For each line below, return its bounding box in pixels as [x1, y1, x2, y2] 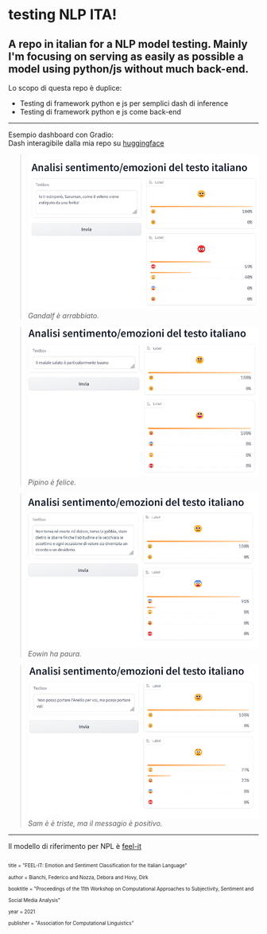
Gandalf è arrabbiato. [27, 310, 99, 320]
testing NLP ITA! [8, 6, 118, 24]
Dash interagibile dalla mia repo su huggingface [8, 138, 164, 148]
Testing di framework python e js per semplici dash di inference [19, 99, 229, 108]
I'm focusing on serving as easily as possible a [8, 49, 244, 63]
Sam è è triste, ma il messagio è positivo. [27, 818, 163, 828]
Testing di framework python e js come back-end [19, 107, 181, 116]
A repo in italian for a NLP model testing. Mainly [8, 37, 248, 51]
